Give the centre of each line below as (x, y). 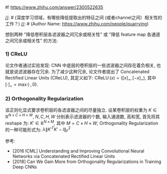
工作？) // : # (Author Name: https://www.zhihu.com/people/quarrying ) (77, 24)
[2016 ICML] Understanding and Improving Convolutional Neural (78, 151)
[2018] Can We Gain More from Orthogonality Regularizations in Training (87, 161)
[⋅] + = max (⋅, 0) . (22, 85)
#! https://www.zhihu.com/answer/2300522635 (54, 7)
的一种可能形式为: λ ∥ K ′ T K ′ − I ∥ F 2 (38, 129)
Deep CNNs (25, 166)
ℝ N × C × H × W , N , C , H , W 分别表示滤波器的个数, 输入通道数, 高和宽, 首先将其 (83, 116)
